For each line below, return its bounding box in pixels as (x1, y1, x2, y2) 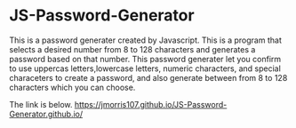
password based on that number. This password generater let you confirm (9, 53, 282, 64)
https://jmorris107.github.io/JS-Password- (74, 99, 228, 109)
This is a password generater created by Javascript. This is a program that (9, 35, 282, 45)
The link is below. (9, 99, 73, 109)
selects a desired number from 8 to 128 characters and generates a (9, 44, 256, 54)
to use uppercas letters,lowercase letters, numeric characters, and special (9, 63, 282, 74)
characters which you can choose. (9, 82, 136, 92)
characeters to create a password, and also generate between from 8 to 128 (9, 72, 288, 83)
